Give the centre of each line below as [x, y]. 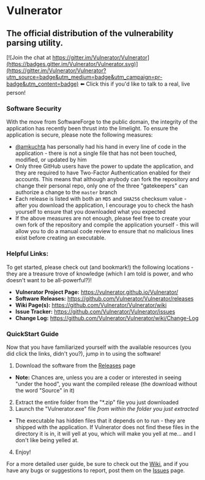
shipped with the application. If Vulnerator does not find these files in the [107, 427]
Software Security [34, 108]
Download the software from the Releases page [75, 366]
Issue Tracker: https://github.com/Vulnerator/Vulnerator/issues [95, 311]
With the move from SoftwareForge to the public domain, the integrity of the [102, 122]
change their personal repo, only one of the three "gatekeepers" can [102, 186]
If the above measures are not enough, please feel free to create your [103, 219]
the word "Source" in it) [45, 390]
